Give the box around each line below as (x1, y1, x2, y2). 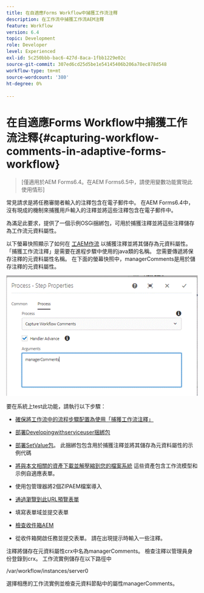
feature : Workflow (6, 23, 53, 29)
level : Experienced (6, 49, 56, 55)
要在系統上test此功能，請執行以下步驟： (6, 403, 106, 410)
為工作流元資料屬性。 (6, 227, 59, 235)
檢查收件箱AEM (15, 522, 54, 529)
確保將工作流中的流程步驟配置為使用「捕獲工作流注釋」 (15, 416, 154, 423)
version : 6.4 (6, 29, 39, 35)
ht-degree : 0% (6, 80, 42, 87)
